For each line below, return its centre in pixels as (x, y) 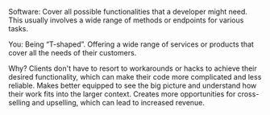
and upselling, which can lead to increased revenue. (118, 103)
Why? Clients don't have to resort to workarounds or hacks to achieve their (133, 68)
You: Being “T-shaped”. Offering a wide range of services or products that (131, 44)
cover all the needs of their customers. (73, 53)
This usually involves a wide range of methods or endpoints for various (126, 20)
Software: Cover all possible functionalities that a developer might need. (128, 12)
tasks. (19, 29)
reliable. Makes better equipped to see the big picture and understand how (133, 85)
